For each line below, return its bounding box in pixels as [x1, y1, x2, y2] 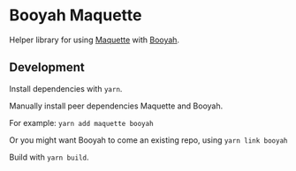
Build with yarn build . [9, 152, 90, 162]
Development [9, 60, 86, 75]
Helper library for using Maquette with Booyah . [9, 34, 179, 45]
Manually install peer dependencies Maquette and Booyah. [9, 100, 224, 111]
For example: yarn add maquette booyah [9, 117, 154, 128]
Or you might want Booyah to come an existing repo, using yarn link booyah [9, 134, 288, 145]
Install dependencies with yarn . [9, 83, 123, 93]
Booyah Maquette [9, 5, 142, 26]
